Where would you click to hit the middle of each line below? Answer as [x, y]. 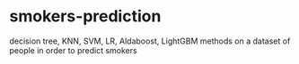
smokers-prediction [85, 16]
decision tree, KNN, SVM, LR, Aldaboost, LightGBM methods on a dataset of [150, 41]
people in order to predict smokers [73, 50]
